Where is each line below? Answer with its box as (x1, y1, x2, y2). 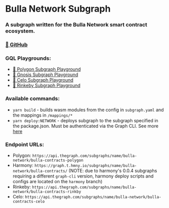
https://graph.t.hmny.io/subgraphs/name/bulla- (35, 163, 137, 168)
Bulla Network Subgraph (5, 3, 111, 15)
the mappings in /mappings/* (12, 112, 73, 118)
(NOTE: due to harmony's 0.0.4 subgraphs (68, 167, 157, 174)
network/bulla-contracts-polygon (12, 158, 84, 163)
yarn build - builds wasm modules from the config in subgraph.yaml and (12, 107, 164, 113)
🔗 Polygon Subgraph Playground (12, 66, 81, 73)
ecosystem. (5, 27, 36, 34)
